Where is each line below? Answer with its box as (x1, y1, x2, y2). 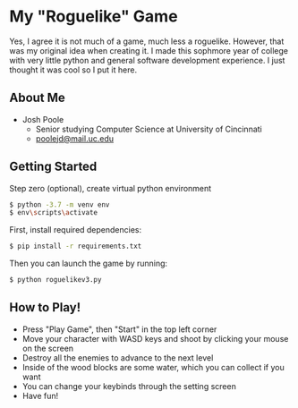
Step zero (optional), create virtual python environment (9, 183, 212, 193)
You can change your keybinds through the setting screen (21, 380, 237, 391)
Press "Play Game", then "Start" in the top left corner (21, 324, 217, 335)
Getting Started (9, 159, 98, 174)
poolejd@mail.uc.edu (35, 132, 115, 144)
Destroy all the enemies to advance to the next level (21, 352, 214, 363)
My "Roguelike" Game (9, 6, 178, 27)
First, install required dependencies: (9, 225, 142, 235)
